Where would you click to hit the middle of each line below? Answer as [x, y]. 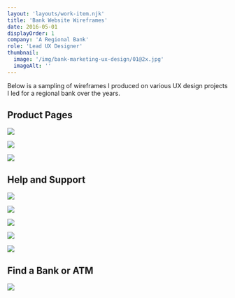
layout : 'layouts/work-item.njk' [56, 14]
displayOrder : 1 [31, 33]
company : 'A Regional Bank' [48, 40]
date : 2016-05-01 [33, 27]
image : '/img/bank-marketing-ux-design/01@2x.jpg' [89, 59]
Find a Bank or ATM [50, 270]
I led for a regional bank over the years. [64, 93]
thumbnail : [23, 53]
